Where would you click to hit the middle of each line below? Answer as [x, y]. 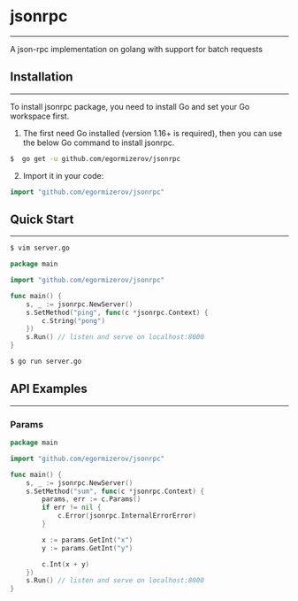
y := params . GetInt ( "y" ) [88, 548]
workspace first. [40, 116]
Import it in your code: [63, 175]
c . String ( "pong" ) [73, 320]
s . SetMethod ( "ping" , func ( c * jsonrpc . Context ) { [117, 312]
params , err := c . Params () [92, 499]
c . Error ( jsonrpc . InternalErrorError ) [127, 516]
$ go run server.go [46, 362]
